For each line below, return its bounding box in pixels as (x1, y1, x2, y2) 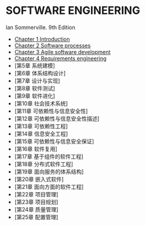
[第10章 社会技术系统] (14, 99, 68, 107)
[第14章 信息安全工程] (14, 130, 68, 137)
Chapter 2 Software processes (14, 42, 91, 49)
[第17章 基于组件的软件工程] (14, 153, 84, 160)
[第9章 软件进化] (14, 92, 56, 99)
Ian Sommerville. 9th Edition (5, 24, 76, 31)
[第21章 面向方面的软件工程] (14, 183, 84, 190)
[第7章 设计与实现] (14, 77, 60, 84)
